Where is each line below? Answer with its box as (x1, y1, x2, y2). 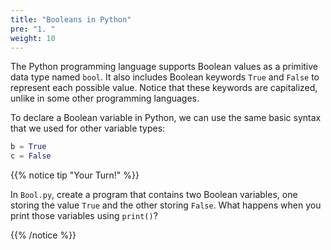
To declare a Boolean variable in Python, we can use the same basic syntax (10, 112, 322, 124)
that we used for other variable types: (10, 122, 166, 135)
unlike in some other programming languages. (10, 92, 200, 105)
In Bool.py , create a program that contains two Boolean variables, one (10, 189, 298, 201)
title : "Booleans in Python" (10, 14, 132, 25)
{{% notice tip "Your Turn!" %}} (10, 169, 140, 181)
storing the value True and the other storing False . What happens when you (10, 199, 322, 211)
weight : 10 (10, 33, 56, 43)
